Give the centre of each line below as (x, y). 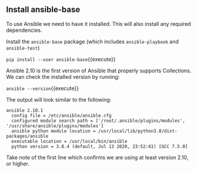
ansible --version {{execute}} (43, 88)
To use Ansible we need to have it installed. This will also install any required (98, 24)
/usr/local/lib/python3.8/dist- (138, 131)
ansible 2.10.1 (25, 110)
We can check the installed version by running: (63, 76)
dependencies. (24, 30)
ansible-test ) (23, 48)
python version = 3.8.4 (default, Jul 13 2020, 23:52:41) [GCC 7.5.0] (100, 147)
